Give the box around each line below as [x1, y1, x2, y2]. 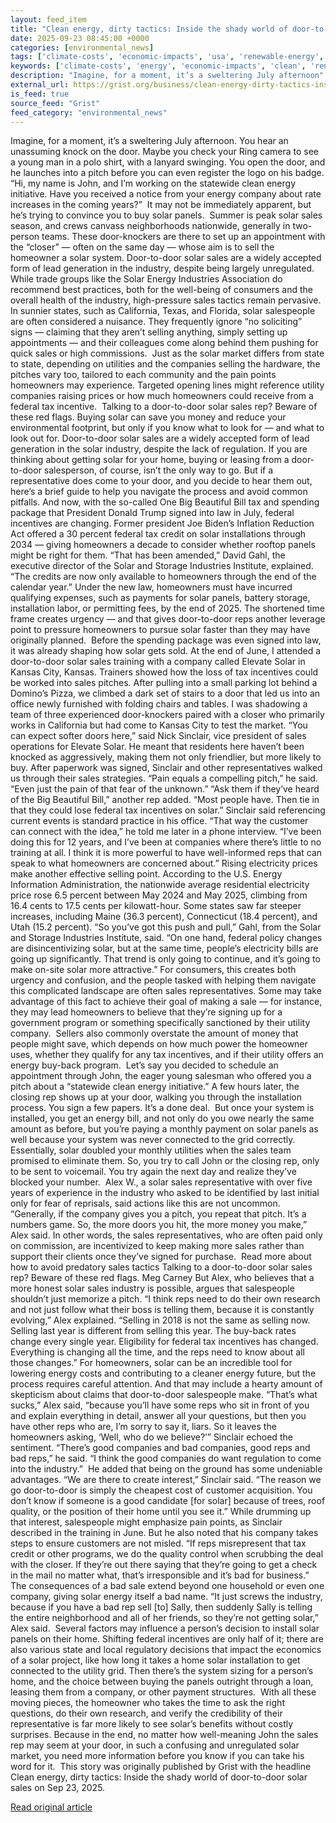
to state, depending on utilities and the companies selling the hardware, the [10, 358, 321, 370]
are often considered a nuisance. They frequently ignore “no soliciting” [10, 316, 303, 328]
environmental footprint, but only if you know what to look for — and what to [10, 422, 325, 434]
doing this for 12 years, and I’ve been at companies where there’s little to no [10, 836, 322, 848]
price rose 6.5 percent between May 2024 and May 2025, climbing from [10, 889, 308, 901]
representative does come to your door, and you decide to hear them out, [10, 475, 313, 487]
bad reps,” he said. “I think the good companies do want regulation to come [10, 1452, 322, 1465]
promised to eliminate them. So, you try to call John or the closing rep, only [10, 1155, 320, 1167]
